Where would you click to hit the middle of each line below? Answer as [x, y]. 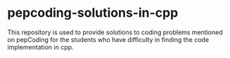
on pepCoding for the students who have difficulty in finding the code [108, 39]
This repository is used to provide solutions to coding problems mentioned [115, 32]
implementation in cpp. [40, 47]
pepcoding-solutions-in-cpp [93, 13]
